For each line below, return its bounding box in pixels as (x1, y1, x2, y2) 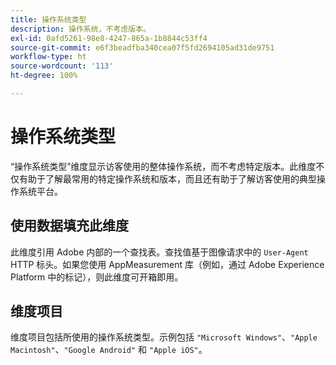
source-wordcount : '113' (10, 61, 114, 71)
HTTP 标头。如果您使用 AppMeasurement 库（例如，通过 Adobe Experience (10, 258, 325, 270)
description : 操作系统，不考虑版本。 (10, 24, 151, 34)
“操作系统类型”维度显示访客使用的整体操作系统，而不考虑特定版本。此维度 (10, 160, 317, 172)
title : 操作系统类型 (10, 14, 87, 25)
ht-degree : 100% (10, 71, 78, 81)
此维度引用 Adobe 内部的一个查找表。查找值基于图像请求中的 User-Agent (10, 246, 309, 258)
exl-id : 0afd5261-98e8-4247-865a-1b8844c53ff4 (10, 33, 208, 43)
